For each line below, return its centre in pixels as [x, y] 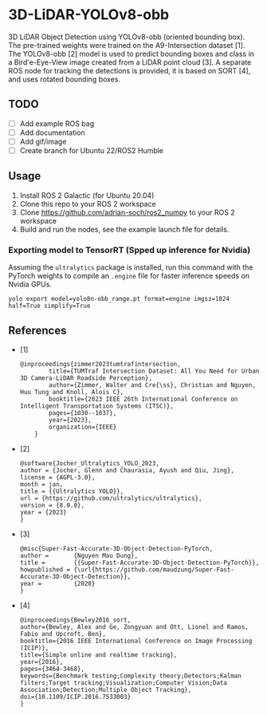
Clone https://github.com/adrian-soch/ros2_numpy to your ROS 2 [127, 212]
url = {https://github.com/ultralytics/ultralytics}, [111, 498]
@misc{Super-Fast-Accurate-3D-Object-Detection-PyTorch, [116, 548]
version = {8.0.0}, [52, 505]
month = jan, [41, 484]
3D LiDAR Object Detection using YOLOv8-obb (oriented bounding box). [127, 37]
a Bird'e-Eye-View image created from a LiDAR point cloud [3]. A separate [130, 62]
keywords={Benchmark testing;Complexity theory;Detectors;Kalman [130, 676]
